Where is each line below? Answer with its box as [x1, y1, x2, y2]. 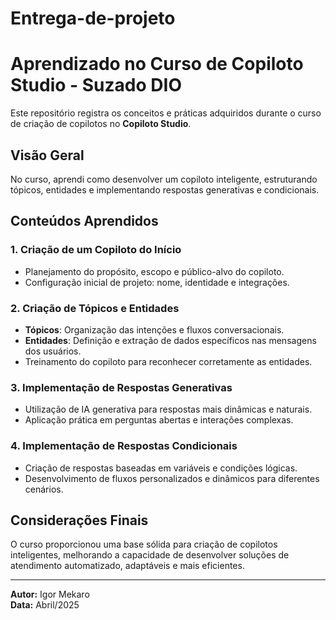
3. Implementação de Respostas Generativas [10, 380, 233, 394]
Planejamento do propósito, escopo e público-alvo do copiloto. [24, 265, 285, 277]
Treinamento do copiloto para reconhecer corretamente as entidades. [24, 355, 313, 367]
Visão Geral [10, 147, 85, 164]
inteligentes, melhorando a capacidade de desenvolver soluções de [10, 549, 290, 561]
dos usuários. [24, 345, 82, 357]
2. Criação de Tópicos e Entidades [10, 301, 180, 315]
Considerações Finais [10, 512, 149, 529]
